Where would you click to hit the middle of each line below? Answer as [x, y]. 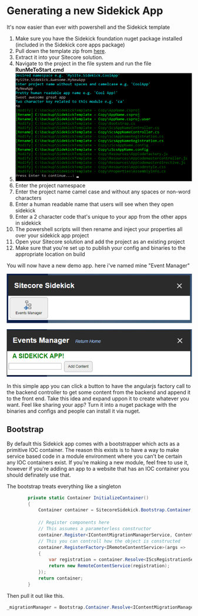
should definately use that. [39, 475]
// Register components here [74, 523]
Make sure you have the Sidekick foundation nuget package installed [99, 38]
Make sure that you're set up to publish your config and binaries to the [100, 247]
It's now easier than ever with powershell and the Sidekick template [88, 27]
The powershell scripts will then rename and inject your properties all [99, 229]
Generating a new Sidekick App [85, 11]
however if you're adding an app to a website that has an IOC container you [98, 468]
